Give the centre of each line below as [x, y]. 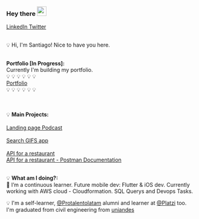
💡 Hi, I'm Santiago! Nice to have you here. [58, 45]
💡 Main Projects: [28, 114]
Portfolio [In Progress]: [35, 64]
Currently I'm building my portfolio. [50, 70]
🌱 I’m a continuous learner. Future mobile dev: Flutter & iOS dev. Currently [98, 185]
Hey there [21, 13]
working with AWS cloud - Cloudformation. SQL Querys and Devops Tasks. [100, 191]
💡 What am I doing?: [32, 178]
